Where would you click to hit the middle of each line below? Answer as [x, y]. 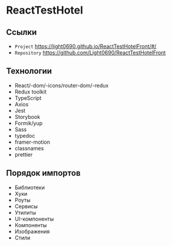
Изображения [32, 231]
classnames [29, 148]
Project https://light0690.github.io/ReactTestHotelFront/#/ [85, 46]
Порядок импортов [43, 173]
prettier [24, 154]
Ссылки [21, 32]
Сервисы [26, 206]
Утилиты [25, 212]
